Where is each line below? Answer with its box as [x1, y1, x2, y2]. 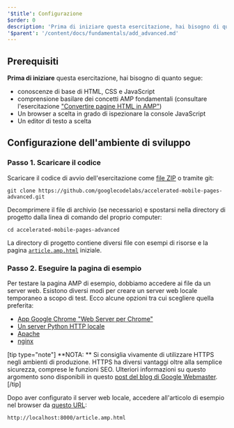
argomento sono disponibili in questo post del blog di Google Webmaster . [7, 373, 218, 381]
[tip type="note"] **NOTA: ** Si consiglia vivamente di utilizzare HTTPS [7, 351, 214, 359]
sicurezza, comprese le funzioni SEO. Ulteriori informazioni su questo [7, 365, 207, 374]
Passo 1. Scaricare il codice [7, 158, 101, 168]
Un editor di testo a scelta [17, 117, 92, 125]
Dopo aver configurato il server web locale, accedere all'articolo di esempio [7, 394, 225, 402]
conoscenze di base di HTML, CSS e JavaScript [17, 88, 155, 96]
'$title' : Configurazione [7, 10, 82, 17]
